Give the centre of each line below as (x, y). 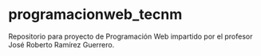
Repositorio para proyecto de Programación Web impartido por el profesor (130, 36)
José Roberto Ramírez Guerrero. (61, 44)
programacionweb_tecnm (95, 15)
